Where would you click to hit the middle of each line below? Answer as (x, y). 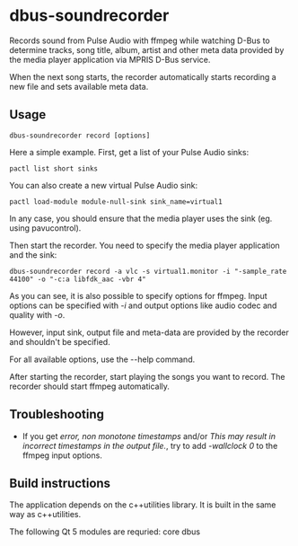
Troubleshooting (57, 414)
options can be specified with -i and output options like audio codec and (143, 305)
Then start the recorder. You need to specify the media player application (145, 245)
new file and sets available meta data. (79, 86)
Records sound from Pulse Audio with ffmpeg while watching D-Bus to (140, 40)
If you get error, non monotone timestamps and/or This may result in (149, 436)
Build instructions (60, 483)
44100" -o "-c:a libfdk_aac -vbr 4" (78, 279)
